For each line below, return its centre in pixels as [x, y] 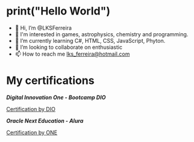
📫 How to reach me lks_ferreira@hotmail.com [72, 54]
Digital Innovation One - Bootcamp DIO [56, 97]
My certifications [50, 81]
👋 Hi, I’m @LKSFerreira [43, 28]
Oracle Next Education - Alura [45, 121]
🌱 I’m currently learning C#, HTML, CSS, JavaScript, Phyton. [90, 40]
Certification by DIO [31, 109]
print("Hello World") [58, 11]
